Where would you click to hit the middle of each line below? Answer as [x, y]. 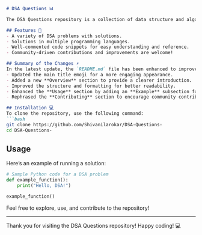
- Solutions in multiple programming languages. [68, 41]
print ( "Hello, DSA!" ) [44, 186]
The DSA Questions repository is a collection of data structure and [95, 19]
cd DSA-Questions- [29, 130]
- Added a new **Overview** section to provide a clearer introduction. [99, 80]
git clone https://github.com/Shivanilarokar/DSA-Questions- [84, 124]
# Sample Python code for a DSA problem [58, 174]
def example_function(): [37, 180]
